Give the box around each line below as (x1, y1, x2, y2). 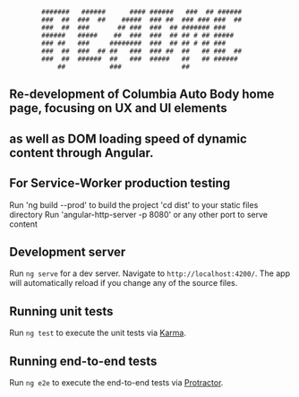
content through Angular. (9, 145, 154, 160)
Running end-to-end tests (9, 353, 158, 368)
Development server (9, 244, 126, 259)
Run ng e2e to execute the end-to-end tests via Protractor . (9, 377, 224, 388)
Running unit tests (9, 304, 114, 319)
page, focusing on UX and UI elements (9, 100, 227, 116)
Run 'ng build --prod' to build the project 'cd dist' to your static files (9, 199, 259, 210)
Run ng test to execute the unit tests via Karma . (9, 327, 186, 339)
